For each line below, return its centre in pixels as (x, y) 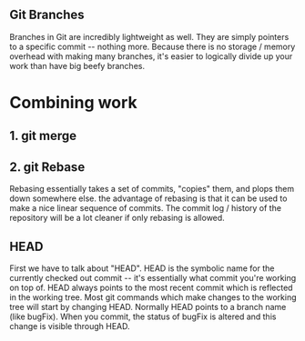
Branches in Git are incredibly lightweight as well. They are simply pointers (149, 36)
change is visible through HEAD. (70, 326)
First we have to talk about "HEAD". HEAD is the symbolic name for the (142, 268)
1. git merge (43, 136)
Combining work (74, 103)
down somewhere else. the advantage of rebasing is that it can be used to (148, 198)
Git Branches (47, 15)
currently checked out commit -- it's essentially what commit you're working (153, 278)
